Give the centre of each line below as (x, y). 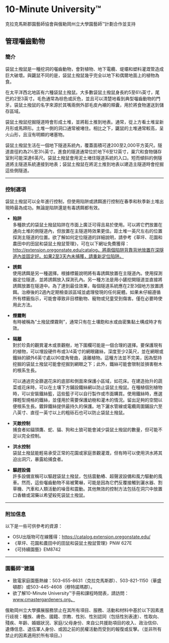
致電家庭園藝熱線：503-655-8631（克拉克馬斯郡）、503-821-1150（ (82, 580)
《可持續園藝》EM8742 (37, 549)
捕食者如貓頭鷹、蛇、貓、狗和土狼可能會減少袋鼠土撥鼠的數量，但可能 (85, 429)
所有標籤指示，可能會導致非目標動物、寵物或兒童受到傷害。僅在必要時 (85, 298)
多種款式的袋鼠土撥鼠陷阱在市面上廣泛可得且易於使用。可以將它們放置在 (87, 224)
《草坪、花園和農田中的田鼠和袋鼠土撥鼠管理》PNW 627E (72, 543)
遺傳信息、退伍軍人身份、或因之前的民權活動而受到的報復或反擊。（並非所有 (83, 629)
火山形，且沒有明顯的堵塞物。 (36, 134)
